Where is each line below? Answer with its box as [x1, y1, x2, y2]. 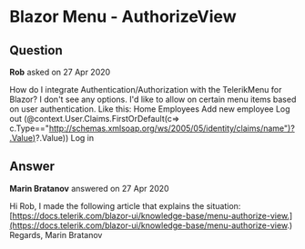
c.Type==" [9, 123, 50, 134]
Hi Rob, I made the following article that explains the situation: [9, 200, 241, 211]
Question [9, 43, 63, 58]
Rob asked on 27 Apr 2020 [9, 66, 111, 77]
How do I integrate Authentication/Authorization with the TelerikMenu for [9, 85, 282, 95]
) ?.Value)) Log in [32, 133, 94, 143]
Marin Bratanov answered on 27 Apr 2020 [9, 183, 170, 194]
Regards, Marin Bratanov [9, 229, 103, 240]
